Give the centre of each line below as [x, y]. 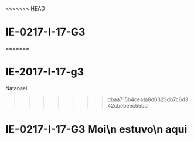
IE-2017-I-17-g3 [45, 72]
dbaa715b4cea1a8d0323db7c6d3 [148, 99]
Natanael [16, 88]
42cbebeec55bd [127, 105]
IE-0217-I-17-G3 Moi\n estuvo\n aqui [96, 130]
